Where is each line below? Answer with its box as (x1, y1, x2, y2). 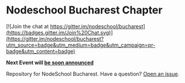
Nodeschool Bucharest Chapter (6, 4, 163, 17)
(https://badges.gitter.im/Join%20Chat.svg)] (6, 29, 113, 36)
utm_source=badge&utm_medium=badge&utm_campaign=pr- (6, 41, 156, 49)
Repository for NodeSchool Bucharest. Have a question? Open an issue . (6, 70, 180, 77)
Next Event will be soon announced (6, 59, 94, 66)
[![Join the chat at (6, 23, 49, 30)
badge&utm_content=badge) (6, 47, 76, 54)
